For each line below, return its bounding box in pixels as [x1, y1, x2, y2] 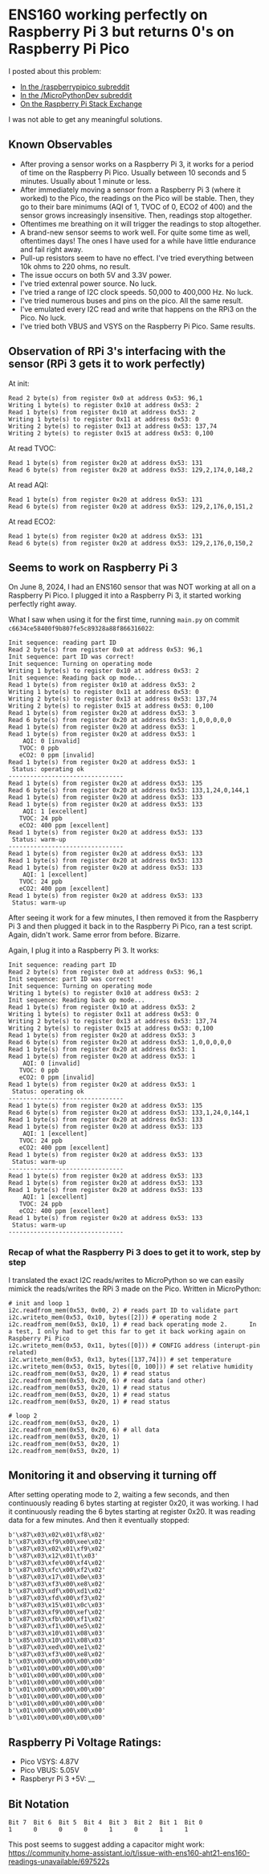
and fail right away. [19, 244, 84, 254]
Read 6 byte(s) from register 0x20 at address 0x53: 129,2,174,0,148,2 [8, 466, 253, 474]
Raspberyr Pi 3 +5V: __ [19, 1774, 95, 1784]
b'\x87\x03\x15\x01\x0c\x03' [8, 1601, 106, 1610]
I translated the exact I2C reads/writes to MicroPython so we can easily [8, 1275, 245, 1284]
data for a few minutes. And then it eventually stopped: [8, 1516, 190, 1525]
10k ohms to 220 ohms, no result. [19, 261, 131, 271]
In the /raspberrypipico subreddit [19, 82, 130, 92]
